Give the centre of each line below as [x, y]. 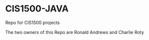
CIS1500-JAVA [37, 9]
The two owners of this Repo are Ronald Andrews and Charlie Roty [75, 32]
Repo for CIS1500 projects [33, 22]
